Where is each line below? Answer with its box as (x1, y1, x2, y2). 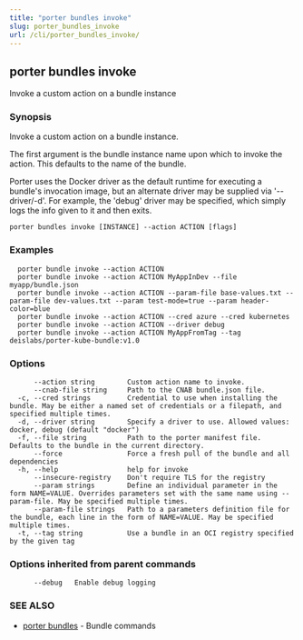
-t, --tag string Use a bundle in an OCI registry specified (17, 529, 295, 538)
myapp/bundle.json (9, 280, 79, 289)
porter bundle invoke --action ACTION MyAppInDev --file (17, 272, 238, 282)
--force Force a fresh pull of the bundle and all (33, 449, 290, 459)
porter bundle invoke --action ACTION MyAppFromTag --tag (17, 328, 242, 337)
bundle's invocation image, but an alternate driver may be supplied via (9, 185, 272, 196)
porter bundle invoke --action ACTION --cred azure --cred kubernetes (17, 312, 290, 321)
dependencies (9, 457, 59, 466)
